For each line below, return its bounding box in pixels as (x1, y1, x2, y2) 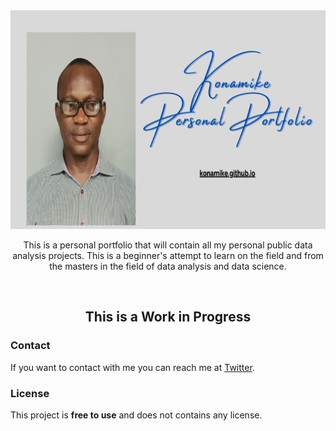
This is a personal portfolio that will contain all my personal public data (23, 239, 313, 251)
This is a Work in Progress (84, 309, 252, 326)
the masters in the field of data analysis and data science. (49, 260, 287, 272)
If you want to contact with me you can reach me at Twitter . (10, 361, 255, 373)
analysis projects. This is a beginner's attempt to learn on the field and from (12, 250, 324, 261)
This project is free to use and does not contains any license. (10, 409, 263, 421)
